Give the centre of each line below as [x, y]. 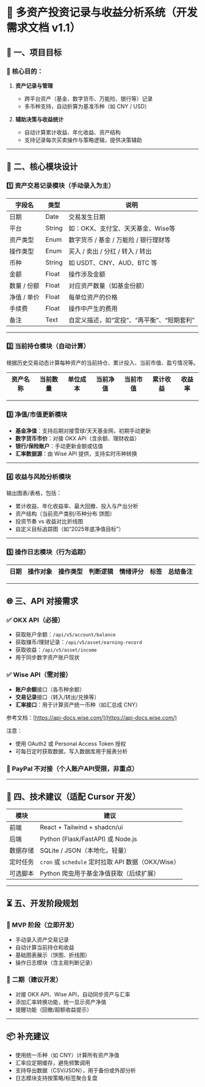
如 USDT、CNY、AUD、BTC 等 [113, 262]
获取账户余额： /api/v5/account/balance [65, 635]
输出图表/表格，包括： [34, 493]
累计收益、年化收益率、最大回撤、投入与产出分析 [77, 506]
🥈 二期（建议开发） [34, 980]
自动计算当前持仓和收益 [45, 947]
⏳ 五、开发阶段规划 [42, 903]
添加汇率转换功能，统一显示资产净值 [61, 1002]
